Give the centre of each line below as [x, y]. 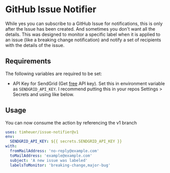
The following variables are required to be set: [54, 73]
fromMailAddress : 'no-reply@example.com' [55, 151]
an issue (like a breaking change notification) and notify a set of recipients [83, 40]
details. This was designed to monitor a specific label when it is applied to [83, 34]
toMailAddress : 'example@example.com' [51, 156]
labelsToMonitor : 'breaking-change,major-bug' [60, 165]
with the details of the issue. [35, 45]
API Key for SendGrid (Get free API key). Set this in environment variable [89, 83]
